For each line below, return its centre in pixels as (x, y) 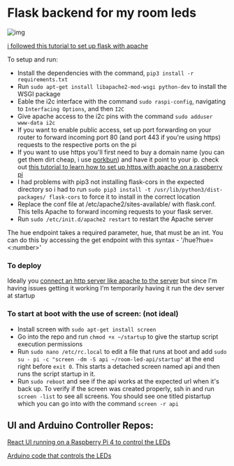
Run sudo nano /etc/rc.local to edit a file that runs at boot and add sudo (122, 351)
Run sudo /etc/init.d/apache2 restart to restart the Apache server (115, 219)
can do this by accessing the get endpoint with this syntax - (93, 240)
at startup (21, 296)
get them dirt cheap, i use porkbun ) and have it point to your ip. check (118, 160)
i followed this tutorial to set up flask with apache (78, 45)
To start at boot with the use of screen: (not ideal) (93, 314)
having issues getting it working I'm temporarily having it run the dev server (116, 288)
